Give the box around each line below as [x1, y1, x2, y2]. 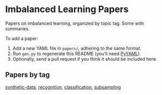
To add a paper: [5, 35, 38, 41]
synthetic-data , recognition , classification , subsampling [5, 84, 121, 90]
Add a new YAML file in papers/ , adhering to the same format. [12, 45, 142, 51]
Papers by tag [5, 71, 50, 79]
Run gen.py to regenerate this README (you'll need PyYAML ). [12, 51, 141, 57]
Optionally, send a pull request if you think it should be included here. [12, 56, 157, 62]
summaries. [5, 25, 30, 31]
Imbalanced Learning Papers [5, 4, 129, 15]
